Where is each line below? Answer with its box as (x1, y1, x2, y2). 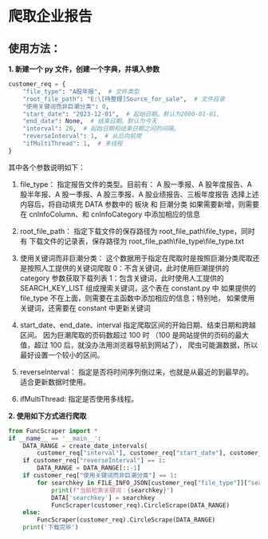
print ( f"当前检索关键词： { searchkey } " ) (50, 486, 174, 494)
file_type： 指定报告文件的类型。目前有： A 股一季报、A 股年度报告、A (19, 179, 253, 188)
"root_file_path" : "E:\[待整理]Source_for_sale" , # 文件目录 (22, 95, 226, 103)
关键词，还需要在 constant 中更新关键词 (19, 303, 152, 312)
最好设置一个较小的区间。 (19, 350, 104, 359)
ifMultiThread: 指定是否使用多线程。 (19, 394, 138, 403)
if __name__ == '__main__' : (8, 434, 102, 442)
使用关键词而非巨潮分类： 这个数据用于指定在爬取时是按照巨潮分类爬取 (19, 253, 253, 263)
